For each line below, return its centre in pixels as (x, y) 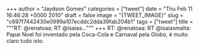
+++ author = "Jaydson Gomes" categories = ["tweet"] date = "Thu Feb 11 (99, 9)
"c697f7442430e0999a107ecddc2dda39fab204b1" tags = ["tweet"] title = (100, 21)
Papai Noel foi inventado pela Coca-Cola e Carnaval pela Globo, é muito (97, 34)
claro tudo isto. (25, 41)
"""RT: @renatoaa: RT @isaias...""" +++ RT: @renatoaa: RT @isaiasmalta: (99, 28)
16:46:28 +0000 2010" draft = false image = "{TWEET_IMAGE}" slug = (95, 15)
